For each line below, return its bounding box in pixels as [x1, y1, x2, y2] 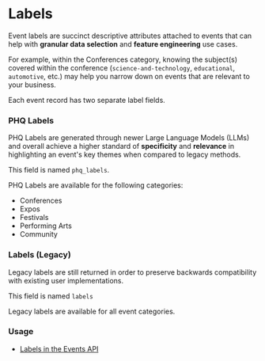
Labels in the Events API [19, 344, 99, 353]
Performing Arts [19, 221, 73, 230]
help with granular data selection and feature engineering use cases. [8, 39, 238, 48]
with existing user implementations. [8, 275, 124, 285]
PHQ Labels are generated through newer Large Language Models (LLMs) [8, 133, 250, 142]
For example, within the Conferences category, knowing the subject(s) [8, 55, 238, 64]
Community [19, 230, 58, 239]
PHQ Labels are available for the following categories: [8, 180, 184, 190]
